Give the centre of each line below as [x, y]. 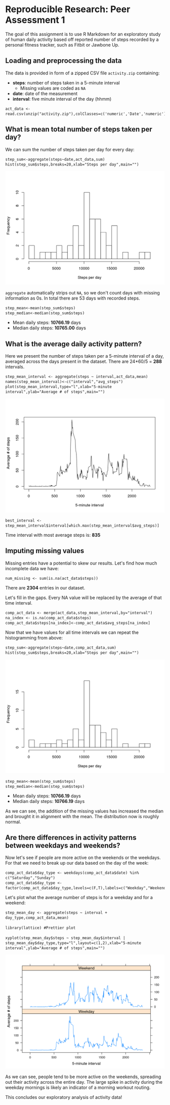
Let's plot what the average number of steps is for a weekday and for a [79, 898]
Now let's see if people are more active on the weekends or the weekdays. [83, 858]
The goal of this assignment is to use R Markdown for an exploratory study [83, 34]
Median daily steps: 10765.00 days [49, 328]
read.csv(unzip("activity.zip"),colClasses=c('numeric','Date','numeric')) [87, 114]
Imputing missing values [45, 551]
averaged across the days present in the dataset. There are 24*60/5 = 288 [83, 362]
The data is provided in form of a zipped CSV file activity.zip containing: [82, 73]
